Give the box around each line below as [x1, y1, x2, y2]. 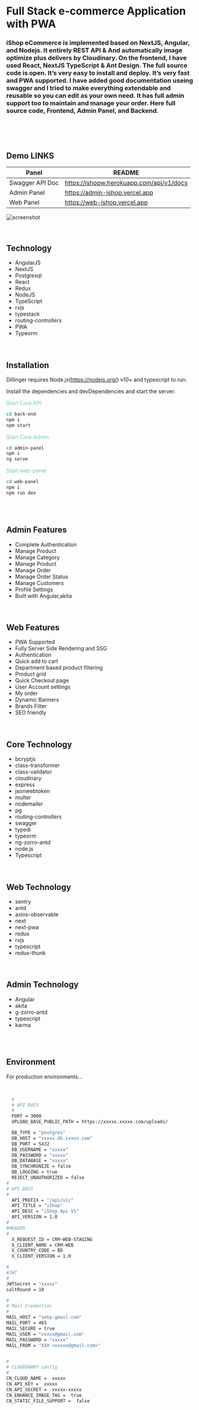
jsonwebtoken [14, 787, 50, 795]
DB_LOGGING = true [11, 1169, 58, 1175]
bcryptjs [14, 755, 36, 763]
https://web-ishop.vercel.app [64, 198, 148, 207]
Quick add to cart [14, 658, 58, 665]
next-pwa [14, 924, 39, 931]
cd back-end [6, 411, 36, 417]
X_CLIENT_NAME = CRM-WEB [11, 1242, 74, 1248]
